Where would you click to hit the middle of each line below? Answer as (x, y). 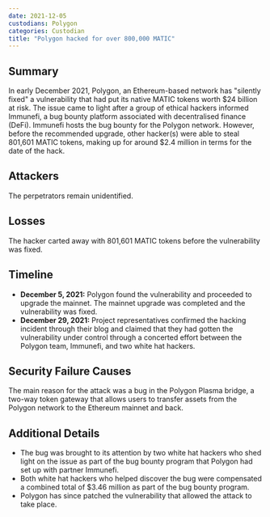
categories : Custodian (46, 31)
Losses (27, 221)
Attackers (34, 176)
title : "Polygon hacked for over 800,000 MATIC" (92, 38)
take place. (38, 504)
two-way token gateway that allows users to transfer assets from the (122, 399)
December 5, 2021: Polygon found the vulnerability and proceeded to (136, 294)
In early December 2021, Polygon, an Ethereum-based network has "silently (135, 91)
